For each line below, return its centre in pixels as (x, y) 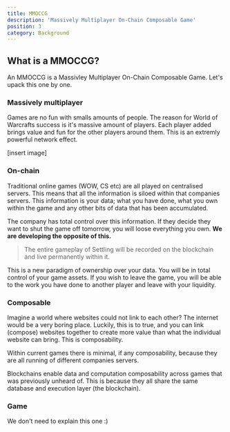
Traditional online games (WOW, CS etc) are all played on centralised (105, 186)
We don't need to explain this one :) (58, 421)
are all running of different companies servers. (73, 360)
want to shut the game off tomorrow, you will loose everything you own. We (115, 228)
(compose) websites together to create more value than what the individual (114, 332)
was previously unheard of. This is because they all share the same (103, 381)
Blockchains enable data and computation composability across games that (115, 373)
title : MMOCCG (28, 13)
